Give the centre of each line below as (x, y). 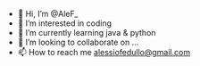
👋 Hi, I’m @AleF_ (48, 14)
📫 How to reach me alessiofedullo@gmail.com (104, 52)
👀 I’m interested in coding (65, 23)
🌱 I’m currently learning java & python (87, 33)
